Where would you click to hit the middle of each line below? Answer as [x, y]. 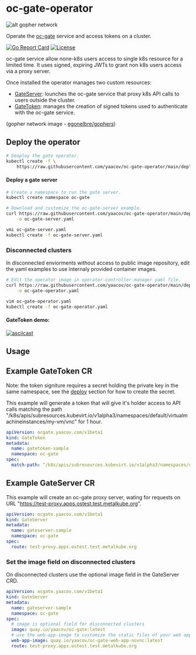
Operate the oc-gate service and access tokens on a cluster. [79, 36]
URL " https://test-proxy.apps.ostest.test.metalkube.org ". [74, 503]
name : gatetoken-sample [40, 449]
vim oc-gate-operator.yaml [39, 301]
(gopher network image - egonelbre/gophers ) [61, 124]
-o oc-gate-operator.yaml [48, 291]
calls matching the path [34, 409]
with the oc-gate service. [45, 112]
